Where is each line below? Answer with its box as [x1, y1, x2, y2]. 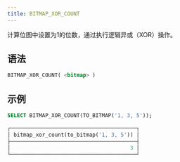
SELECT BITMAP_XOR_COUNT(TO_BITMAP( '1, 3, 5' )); [7, 112, 153, 119]
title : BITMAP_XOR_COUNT [7, 10, 80, 18]
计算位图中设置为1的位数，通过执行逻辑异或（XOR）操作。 [7, 30, 177, 39]
